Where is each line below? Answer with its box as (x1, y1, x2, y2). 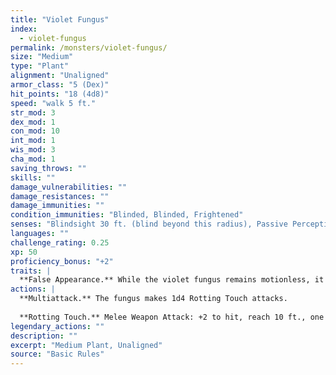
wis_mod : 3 (10, 145, 56, 155)
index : (10, 24, 38, 34)
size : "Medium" (10, 52, 74, 62)
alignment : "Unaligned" (10, 71, 110, 81)
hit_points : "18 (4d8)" (10, 89, 110, 99)
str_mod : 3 (10, 107, 56, 118)
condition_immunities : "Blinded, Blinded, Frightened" (10, 210, 244, 220)
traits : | (10, 266, 52, 276)
